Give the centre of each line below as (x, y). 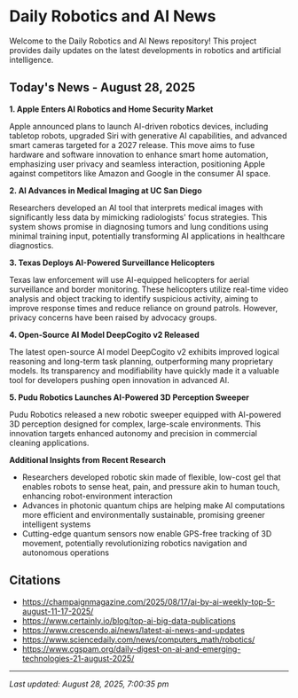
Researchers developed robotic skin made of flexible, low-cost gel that (151, 477)
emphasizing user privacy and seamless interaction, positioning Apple (137, 164)
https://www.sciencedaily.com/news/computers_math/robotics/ (138, 639)
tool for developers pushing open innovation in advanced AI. (119, 380)
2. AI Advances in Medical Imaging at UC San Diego (106, 190)
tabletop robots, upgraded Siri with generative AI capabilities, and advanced (148, 136)
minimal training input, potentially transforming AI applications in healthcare (147, 236)
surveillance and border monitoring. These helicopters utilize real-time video (149, 289)
